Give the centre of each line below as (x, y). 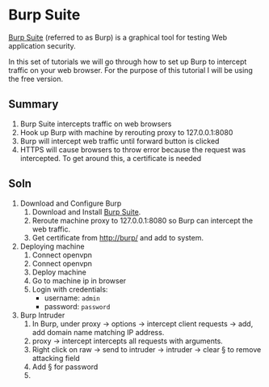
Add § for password (65, 367)
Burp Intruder (42, 315)
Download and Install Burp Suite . (86, 211)
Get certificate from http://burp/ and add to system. (118, 237)
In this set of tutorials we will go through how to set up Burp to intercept (128, 62)
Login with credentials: (70, 289)
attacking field (56, 358)
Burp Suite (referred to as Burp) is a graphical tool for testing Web (118, 37)
